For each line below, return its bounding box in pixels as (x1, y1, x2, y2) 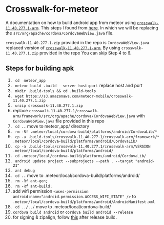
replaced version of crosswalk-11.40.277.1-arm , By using (5, 45, 121, 50)
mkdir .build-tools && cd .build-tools (15, 88, 96, 94)
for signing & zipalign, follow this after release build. (12, 214, 117, 220)
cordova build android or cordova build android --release (12, 209, 133, 215)
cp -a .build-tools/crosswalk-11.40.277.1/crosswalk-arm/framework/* (15, 134, 160, 139)
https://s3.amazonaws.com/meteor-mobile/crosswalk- (25, 94, 133, 99)
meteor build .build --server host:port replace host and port (15, 82, 143, 88)
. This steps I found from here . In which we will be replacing (38, 25, 158, 30)
